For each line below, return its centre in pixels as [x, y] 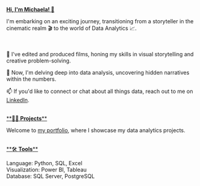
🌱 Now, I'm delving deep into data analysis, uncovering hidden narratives [98, 73]
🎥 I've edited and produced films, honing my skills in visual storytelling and [100, 54]
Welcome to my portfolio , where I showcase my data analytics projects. [96, 130]
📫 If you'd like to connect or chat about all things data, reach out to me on [100, 91]
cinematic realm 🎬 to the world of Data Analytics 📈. [72, 28]
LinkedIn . [18, 100]
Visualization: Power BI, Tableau [47, 169]
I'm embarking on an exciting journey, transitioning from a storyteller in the [100, 21]
